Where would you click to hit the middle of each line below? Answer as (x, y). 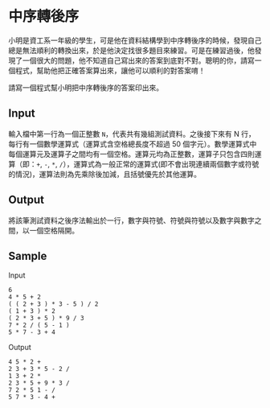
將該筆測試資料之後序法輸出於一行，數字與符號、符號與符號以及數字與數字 (131, 220)
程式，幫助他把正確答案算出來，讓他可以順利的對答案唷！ (110, 70)
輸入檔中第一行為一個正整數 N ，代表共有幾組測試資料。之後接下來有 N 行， (132, 134)
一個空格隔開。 (54, 230)
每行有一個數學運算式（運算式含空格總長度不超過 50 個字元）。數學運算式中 (133, 144)
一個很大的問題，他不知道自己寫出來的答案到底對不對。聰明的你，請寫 (138, 60)
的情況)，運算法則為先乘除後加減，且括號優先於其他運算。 (105, 174)
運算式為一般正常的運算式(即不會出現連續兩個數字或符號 (166, 164)
